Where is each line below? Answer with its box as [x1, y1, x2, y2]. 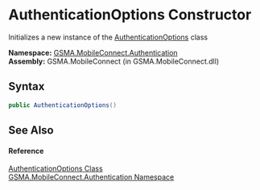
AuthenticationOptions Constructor [8, 6, 252, 24]
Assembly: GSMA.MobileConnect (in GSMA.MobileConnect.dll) [8, 56, 220, 66]
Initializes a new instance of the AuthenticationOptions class [8, 32, 208, 42]
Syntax [8, 80, 45, 93]
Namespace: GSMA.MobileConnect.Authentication [8, 47, 179, 57]
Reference [8, 146, 44, 155]
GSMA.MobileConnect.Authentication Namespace [8, 172, 175, 182]
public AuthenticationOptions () [8, 101, 117, 109]
